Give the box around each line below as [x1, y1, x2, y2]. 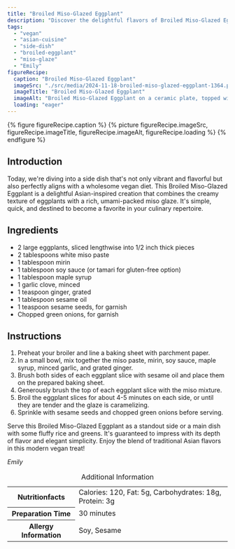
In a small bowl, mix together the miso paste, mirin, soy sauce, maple [17, 356, 217, 365]
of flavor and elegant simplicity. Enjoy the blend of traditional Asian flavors [7, 437, 222, 445]
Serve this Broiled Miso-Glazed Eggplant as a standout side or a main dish [7, 422, 221, 431]
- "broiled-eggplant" [13, 50, 77, 57]
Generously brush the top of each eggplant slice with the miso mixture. [17, 386, 222, 394]
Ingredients [7, 225, 59, 237]
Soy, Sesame [78, 525, 122, 535]
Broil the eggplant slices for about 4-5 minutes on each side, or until [17, 394, 214, 402]
